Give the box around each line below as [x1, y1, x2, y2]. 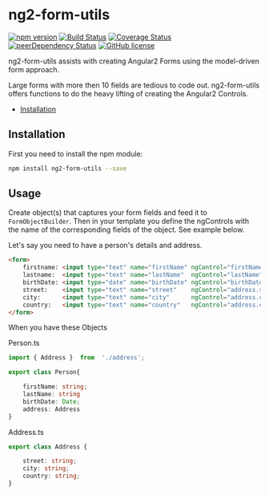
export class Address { [8, 443, 88, 451]
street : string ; [22, 457, 78, 465]
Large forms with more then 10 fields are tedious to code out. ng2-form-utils [8, 80, 260, 90]
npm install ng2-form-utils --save [8, 164, 127, 172]
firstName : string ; [22, 383, 88, 391]
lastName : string [22, 391, 81, 399]
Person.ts [8, 339, 40, 348]
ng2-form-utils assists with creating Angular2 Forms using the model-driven [8, 56, 260, 66]
